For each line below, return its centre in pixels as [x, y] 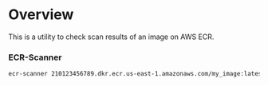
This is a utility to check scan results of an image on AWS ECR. [111, 37]
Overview [41, 15]
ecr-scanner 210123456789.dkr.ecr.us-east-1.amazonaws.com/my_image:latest [137, 74]
